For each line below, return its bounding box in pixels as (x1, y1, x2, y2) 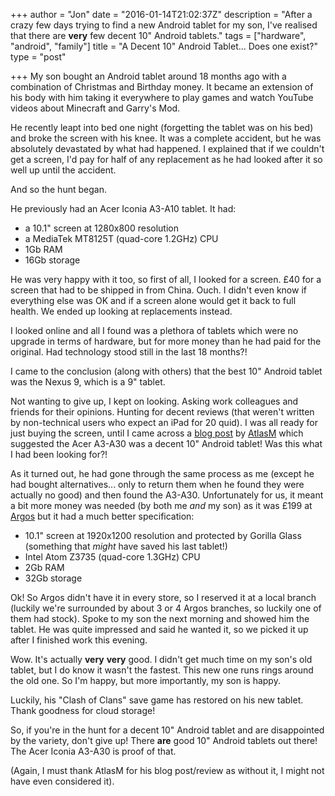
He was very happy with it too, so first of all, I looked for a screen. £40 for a (10, 274, 322, 285)
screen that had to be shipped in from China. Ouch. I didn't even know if (10, 284, 307, 296)
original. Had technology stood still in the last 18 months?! (10, 346, 248, 358)
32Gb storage (24, 572, 83, 584)
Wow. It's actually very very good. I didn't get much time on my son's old (10, 654, 313, 665)
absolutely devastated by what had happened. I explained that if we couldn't (10, 143, 325, 154)
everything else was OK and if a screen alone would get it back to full (10, 295, 297, 306)
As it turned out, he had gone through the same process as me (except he (10, 468, 315, 479)
